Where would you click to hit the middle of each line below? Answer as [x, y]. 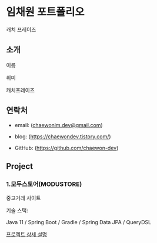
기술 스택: [17, 211]
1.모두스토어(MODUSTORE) [44, 184]
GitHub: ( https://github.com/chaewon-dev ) [66, 148]
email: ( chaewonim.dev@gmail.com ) [59, 125]
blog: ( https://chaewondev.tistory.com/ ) [63, 137]
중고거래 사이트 [24, 198]
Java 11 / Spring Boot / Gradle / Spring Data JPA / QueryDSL [79, 222]
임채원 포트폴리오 [45, 12]
